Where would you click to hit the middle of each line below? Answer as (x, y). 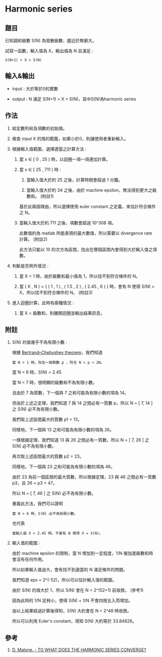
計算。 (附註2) (33, 239)
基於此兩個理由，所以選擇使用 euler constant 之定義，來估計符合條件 (88, 206)
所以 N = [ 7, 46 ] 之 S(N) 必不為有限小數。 (54, 493)
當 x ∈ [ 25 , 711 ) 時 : (40, 169)
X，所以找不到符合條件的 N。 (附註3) (56, 292)
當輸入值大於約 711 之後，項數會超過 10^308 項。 (67, 223)
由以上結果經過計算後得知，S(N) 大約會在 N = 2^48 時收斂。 (72, 611)
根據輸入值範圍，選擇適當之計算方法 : (49, 149)
